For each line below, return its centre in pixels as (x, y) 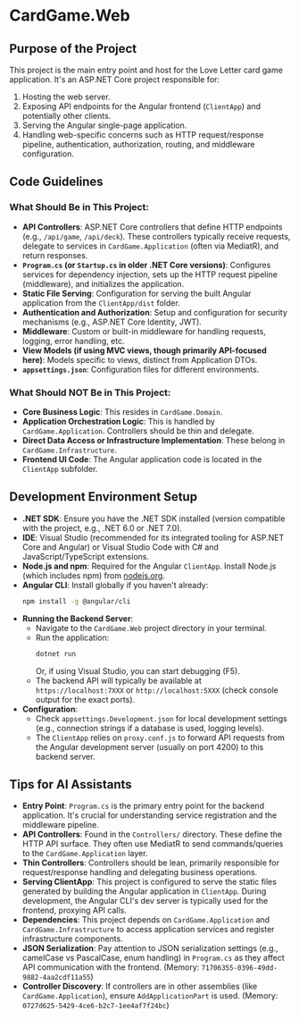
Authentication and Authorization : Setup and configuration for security (155, 312)
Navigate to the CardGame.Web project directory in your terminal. (151, 627)
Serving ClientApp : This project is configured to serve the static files (149, 882)
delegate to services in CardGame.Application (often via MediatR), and (150, 246)
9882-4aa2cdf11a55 (56, 978)
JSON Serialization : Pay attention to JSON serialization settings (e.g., (150, 948)
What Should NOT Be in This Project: (90, 392)
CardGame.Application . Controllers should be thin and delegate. (138, 431)
